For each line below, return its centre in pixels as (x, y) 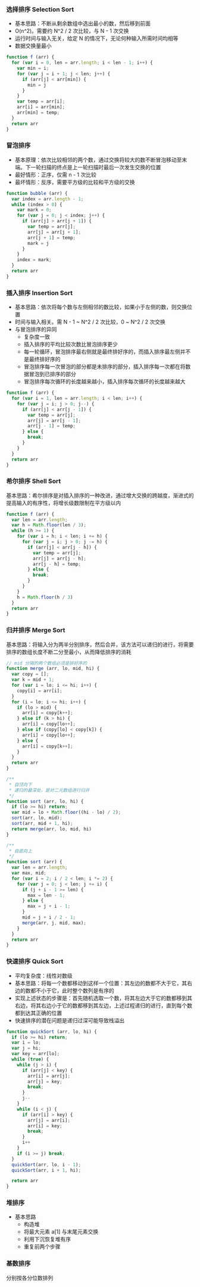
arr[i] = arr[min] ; (41, 107)
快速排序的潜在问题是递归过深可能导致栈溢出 (70, 1020)
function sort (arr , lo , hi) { (45, 801)
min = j (37, 85)
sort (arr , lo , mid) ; (37, 818)
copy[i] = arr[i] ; (40, 691)
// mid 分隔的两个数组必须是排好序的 (47, 663)
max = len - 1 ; (46, 895)
